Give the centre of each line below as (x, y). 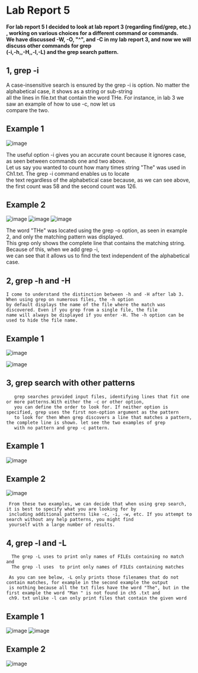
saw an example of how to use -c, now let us (61, 104)
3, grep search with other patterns (71, 383)
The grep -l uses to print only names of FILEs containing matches (98, 567)
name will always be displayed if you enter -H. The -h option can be (95, 315)
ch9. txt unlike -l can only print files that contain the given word (98, 598)
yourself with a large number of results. (62, 525)
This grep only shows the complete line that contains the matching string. (96, 243)
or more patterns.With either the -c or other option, (75, 402)
